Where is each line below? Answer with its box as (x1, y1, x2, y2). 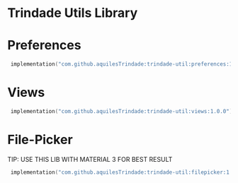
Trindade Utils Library (7, 5, 138, 21)
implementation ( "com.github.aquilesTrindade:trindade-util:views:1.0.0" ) (10, 107, 233, 114)
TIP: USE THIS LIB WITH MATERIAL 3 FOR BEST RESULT (7, 155, 173, 163)
